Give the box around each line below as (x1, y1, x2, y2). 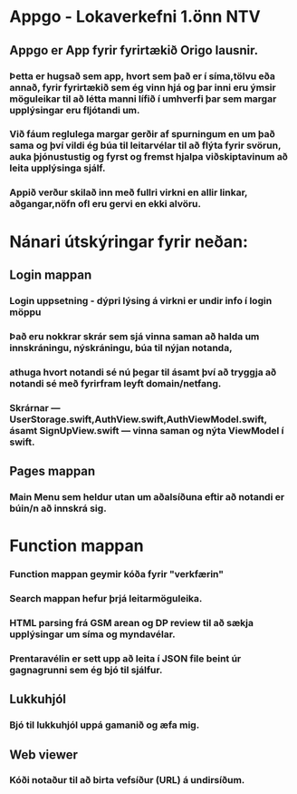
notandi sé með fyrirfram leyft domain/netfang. (9, 377, 222, 389)
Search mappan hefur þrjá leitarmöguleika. (9, 592, 203, 604)
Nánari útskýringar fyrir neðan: (9, 231, 249, 251)
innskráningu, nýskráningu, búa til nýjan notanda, (9, 341, 233, 354)
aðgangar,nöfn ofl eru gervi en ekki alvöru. (9, 198, 202, 211)
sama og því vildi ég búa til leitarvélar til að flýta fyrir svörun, (9, 139, 282, 152)
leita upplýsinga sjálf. (9, 162, 106, 174)
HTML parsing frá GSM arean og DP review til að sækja (9, 616, 254, 629)
